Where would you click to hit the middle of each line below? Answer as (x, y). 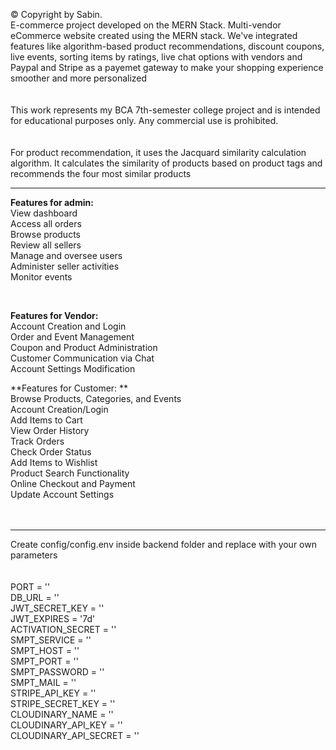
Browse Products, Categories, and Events (96, 398)
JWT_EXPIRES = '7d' (53, 618)
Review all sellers (46, 245)
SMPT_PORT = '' (44, 661)
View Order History (50, 430)
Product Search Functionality (70, 473)
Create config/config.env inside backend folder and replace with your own (163, 544)
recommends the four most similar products (101, 173)
